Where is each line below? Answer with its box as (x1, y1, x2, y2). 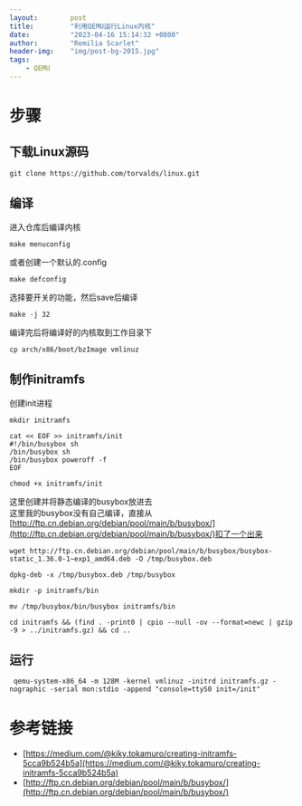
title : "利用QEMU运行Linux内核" (9, 22, 156, 31)
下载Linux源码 (9, 144, 89, 159)
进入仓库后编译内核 (9, 221, 81, 232)
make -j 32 (9, 310, 51, 319)
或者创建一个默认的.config (9, 256, 107, 267)
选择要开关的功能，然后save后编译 (9, 292, 138, 302)
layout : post (9, 13, 88, 23)
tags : (9, 55, 30, 64)
